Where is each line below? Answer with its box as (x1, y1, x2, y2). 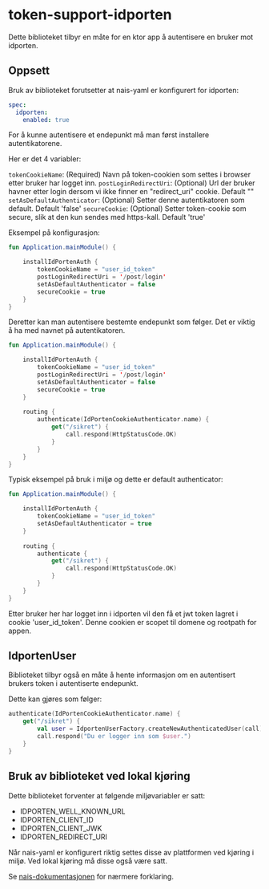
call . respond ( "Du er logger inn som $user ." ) (37, 733, 192, 741)
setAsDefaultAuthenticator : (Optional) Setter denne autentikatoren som (8, 195, 246, 205)
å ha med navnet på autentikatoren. (8, 326, 126, 335)
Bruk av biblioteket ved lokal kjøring (8, 769, 191, 783)
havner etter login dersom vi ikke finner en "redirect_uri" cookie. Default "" (8, 187, 255, 197)
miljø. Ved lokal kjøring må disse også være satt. (8, 856, 168, 866)
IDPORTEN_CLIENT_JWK (19, 823, 102, 833)
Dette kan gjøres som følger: (8, 694, 102, 704)
